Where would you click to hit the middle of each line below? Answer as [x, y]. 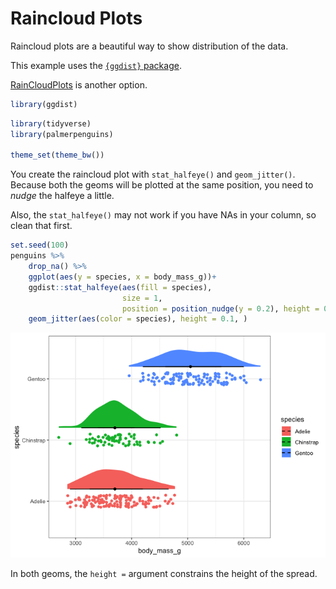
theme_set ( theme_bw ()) [57, 155]
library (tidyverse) [51, 123]
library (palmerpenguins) [62, 134]
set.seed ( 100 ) [40, 245]
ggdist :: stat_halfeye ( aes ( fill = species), [120, 287]
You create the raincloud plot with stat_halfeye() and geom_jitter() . [153, 174]
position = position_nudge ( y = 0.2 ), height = [220, 308]
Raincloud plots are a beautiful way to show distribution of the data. [149, 46]
